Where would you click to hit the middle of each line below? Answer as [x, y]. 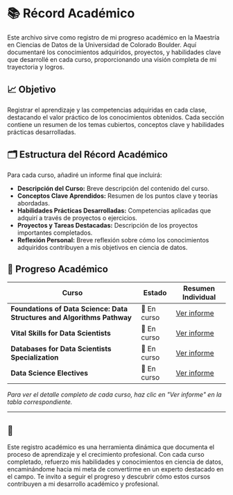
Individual [199, 297]
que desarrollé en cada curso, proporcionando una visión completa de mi [112, 59]
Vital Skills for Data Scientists [61, 333]
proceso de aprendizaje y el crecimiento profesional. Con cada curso [106, 455]
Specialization [35, 358]
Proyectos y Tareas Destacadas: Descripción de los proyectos [107, 225]
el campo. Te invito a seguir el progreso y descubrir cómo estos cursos [109, 477]
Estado [155, 293]
